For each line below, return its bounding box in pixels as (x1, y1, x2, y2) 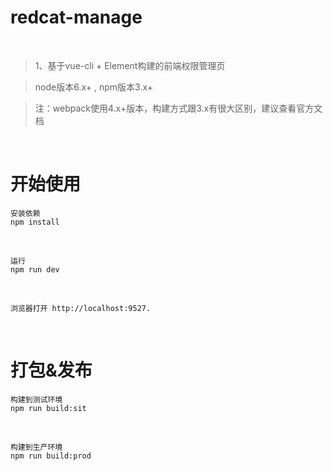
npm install (10, 217, 60, 227)
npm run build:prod (10, 451, 92, 461)
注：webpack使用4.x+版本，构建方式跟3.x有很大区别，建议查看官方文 (34, 102, 323, 114)
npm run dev (10, 264, 60, 275)
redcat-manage (10, 6, 143, 29)
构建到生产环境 (10, 442, 63, 452)
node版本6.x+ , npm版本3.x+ (34, 81, 154, 93)
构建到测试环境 (10, 394, 63, 405)
